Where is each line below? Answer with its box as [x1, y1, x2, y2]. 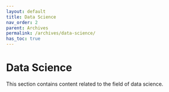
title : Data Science [6, 14, 57, 20]
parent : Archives [6, 25, 49, 31]
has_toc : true [6, 36, 41, 42]
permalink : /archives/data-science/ [6, 30, 96, 36]
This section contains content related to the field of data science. [6, 80, 164, 87]
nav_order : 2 [6, 19, 38, 25]
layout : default [6, 8, 46, 15]
